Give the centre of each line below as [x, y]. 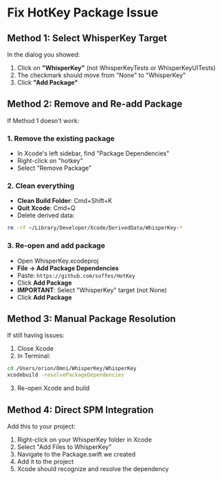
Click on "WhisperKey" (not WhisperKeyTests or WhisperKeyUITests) [116, 68]
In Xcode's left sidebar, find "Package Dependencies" [93, 153]
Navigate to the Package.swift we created [76, 454]
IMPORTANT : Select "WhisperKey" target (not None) [92, 290]
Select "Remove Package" [54, 168]
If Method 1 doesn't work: [43, 120]
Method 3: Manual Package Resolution [92, 319]
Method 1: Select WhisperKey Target [87, 38]
